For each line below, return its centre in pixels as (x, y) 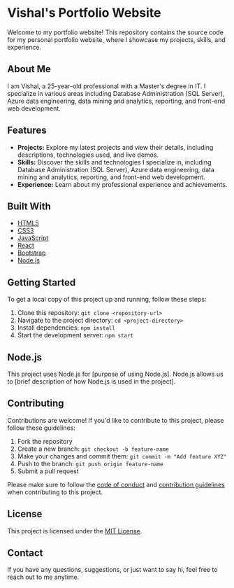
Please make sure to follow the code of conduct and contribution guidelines (116, 484)
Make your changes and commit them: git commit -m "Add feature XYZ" (122, 456)
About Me (29, 69)
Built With (29, 206)
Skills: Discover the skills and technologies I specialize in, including (114, 162)
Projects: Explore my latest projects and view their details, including (115, 147)
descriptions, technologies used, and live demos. (88, 155)
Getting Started (42, 282)
